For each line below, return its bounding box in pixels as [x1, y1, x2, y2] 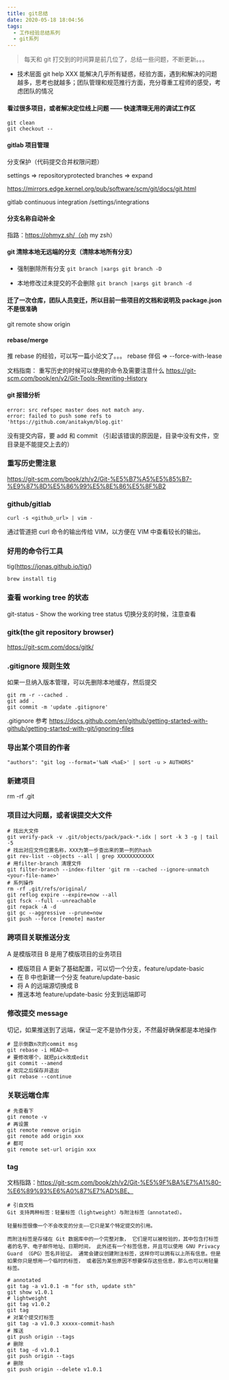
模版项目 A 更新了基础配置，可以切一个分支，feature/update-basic [16, 964, 205, 973]
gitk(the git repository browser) [7, 627, 114, 637]
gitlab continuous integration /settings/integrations [7, 198, 150, 206]
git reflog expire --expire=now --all [7, 892, 118, 899]
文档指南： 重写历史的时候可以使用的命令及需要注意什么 [7, 366, 165, 374]
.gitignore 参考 [7, 717, 48, 725]
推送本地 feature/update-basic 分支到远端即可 [16, 990, 147, 998]
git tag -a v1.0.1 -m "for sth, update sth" [7, 1283, 136, 1290]
